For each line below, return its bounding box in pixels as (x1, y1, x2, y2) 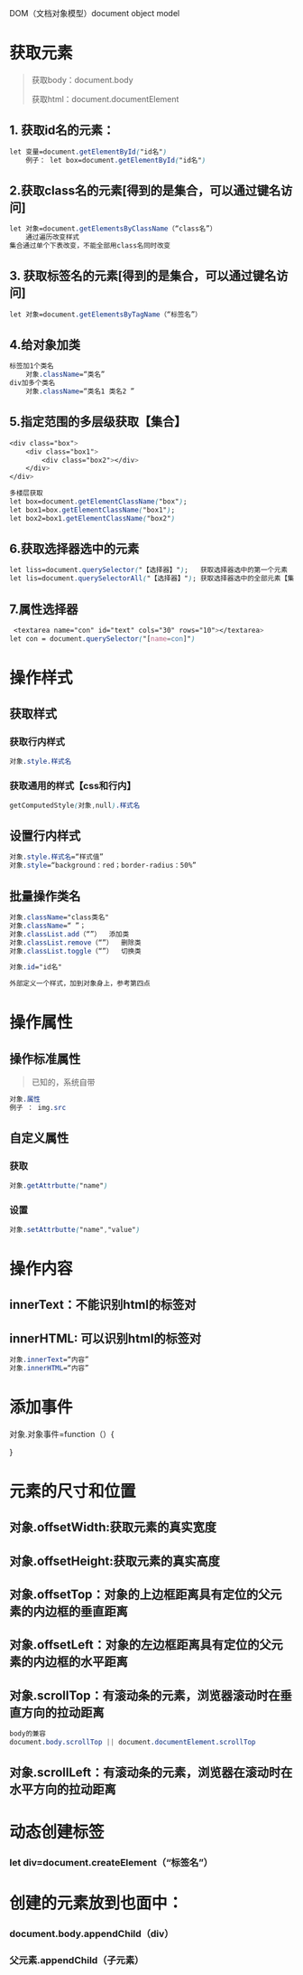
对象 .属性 (9, 1095, 41, 1105)
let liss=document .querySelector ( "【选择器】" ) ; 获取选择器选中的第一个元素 (9, 566, 289, 575)
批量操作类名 (9, 889, 81, 904)
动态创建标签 (9, 1821, 106, 1842)
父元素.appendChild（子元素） (9, 1953, 144, 1966)
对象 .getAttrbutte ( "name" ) (9, 1180, 108, 1190)
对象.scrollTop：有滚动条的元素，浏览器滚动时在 (9, 1688, 280, 1703)
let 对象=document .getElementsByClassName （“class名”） (9, 224, 217, 233)
